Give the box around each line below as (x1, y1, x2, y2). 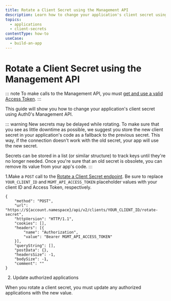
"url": (14, 203, 28, 208)
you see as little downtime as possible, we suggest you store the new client (5, 126, 163, 133)
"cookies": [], (14, 220, 47, 226)
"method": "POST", (14, 198, 53, 204)
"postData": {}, (14, 247, 49, 253)
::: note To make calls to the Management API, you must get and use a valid (5, 90, 163, 96)
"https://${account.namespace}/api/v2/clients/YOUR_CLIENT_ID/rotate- (5, 207, 158, 212)
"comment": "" (14, 261, 44, 266)
